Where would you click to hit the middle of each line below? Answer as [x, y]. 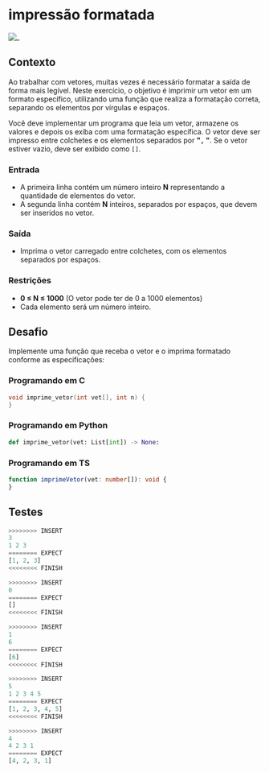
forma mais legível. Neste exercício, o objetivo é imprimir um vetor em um [130, 90]
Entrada [24, 169]
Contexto [32, 62]
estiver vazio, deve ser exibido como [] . [75, 149]
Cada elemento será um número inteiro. [86, 307]
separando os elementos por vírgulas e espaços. [89, 107]
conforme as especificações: [57, 360]
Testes [26, 512]
